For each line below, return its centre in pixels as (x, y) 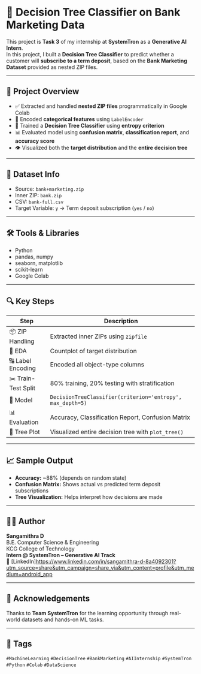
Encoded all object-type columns (97, 365)
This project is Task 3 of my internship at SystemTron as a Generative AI (97, 41)
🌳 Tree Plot (25, 432)
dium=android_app (29, 574)
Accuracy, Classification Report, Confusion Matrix (120, 417)
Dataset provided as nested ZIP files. (52, 67)
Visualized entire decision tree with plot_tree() (117, 432)
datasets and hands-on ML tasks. (63, 619)
